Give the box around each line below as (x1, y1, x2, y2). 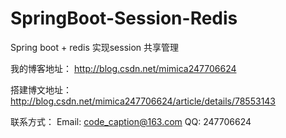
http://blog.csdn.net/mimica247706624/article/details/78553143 (10, 95, 277, 107)
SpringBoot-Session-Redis (10, 7, 238, 30)
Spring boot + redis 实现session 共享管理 (10, 41, 180, 53)
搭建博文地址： (10, 83, 72, 96)
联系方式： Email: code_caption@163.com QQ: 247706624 (10, 115, 252, 127)
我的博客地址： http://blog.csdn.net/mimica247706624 (10, 62, 237, 74)
